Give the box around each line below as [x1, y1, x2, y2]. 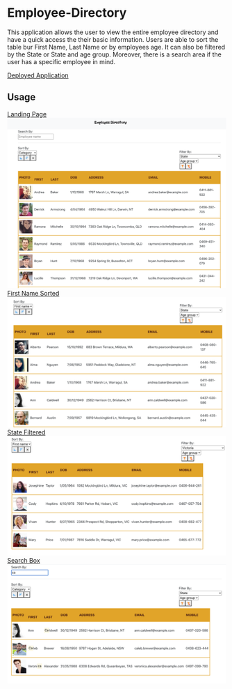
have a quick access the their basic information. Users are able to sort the [7, 35, 219, 43]
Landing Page [7, 109, 47, 118]
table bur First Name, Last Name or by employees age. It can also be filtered [7, 43, 226, 51]
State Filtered [7, 428, 46, 437]
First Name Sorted [7, 289, 60, 298]
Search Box [7, 556, 40, 565]
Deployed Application [7, 71, 69, 79]
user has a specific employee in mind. [7, 57, 116, 66]
